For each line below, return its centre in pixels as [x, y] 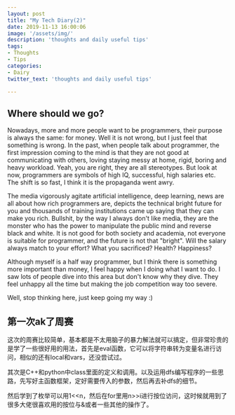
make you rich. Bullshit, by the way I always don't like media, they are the [113, 219]
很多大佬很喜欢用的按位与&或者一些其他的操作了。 [80, 404]
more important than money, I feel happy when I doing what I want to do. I [114, 269]
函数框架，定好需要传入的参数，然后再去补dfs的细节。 [122, 381]
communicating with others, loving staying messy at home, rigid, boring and [117, 160]
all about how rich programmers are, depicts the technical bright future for [115, 203]
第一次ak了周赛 [40, 321]
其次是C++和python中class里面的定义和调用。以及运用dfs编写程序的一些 [113, 372]
